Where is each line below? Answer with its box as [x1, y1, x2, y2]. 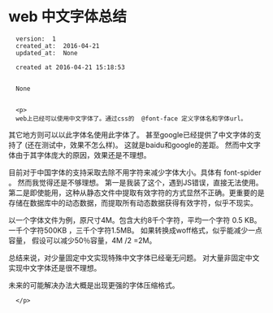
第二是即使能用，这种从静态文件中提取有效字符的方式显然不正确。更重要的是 [8, 188, 265, 198]
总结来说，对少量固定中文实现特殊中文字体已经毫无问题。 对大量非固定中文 [8, 253, 260, 263]
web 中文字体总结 [8, 7, 128, 26]
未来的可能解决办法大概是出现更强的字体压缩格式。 [8, 280, 180, 289]
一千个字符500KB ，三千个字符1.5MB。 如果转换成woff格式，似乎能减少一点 [8, 225, 262, 235]
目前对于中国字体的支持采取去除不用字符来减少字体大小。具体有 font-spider [8, 167, 262, 177]
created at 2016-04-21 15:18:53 [15, 63, 126, 72]
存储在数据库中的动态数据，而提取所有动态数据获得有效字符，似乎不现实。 [8, 198, 258, 207]
